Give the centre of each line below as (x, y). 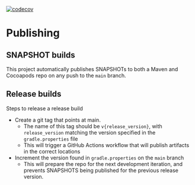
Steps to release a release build (44, 108)
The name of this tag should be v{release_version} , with (93, 126)
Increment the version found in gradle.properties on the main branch (99, 158)
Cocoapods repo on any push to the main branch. (66, 75)
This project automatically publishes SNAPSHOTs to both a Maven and (92, 69)
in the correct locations (52, 151)
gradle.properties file (51, 139)
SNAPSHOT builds (41, 55)
